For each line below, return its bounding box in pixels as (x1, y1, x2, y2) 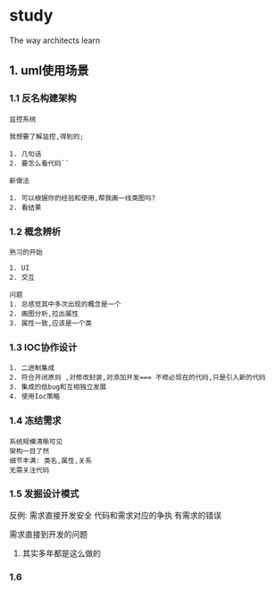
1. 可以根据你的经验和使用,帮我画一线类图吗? (9, 193, 156, 202)
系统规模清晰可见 (9, 437, 63, 446)
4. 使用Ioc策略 (9, 392, 61, 401)
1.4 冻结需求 (9, 415, 62, 427)
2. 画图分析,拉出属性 (9, 309, 79, 318)
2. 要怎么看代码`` (9, 158, 70, 168)
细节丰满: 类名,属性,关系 (9, 456, 92, 465)
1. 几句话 (9, 149, 42, 158)
